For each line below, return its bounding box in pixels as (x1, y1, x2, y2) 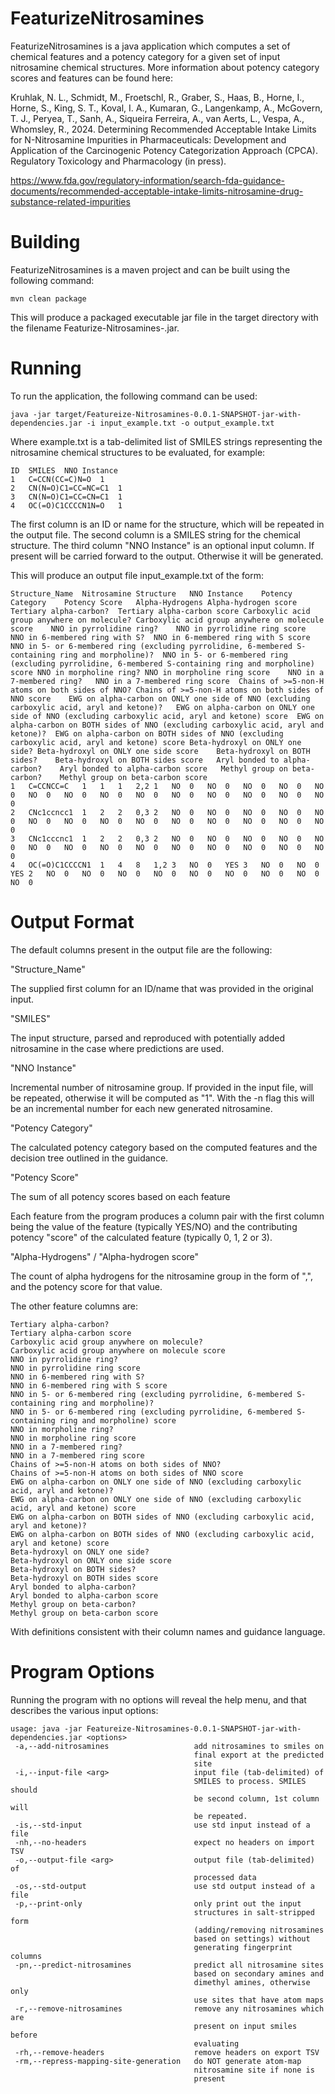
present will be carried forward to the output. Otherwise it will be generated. (10, 550, 324, 562)
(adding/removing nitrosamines (193, 1925, 325, 1935)
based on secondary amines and (193, 1968, 325, 1979)
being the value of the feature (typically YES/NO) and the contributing (10, 1220, 298, 1232)
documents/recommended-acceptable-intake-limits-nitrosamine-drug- (10, 185, 304, 197)
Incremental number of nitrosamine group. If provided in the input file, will (10, 1081, 314, 1093)
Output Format (10, 911, 135, 933)
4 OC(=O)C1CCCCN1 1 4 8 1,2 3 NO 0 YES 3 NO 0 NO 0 (10, 860, 320, 870)
